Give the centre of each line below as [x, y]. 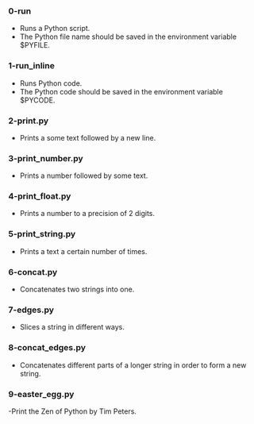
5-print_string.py [42, 234]
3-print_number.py [46, 158]
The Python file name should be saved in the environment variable [128, 37]
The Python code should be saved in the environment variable [121, 91]
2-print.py [29, 121]
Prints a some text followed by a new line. [88, 137]
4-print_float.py [40, 196]
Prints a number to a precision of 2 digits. [87, 214]
